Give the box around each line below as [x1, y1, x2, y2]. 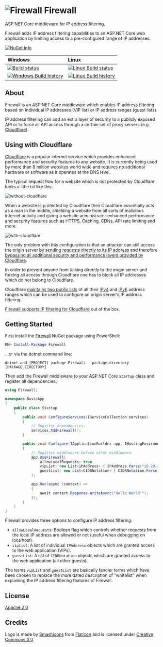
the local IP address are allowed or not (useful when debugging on [12, 532, 146, 538]
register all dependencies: [5, 378, 57, 384]
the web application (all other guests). [12, 558, 88, 564]
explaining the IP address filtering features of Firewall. [5, 578, 113, 583]
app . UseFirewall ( [31, 455, 66, 460]
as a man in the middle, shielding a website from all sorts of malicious [5, 208, 144, 213]
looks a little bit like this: [5, 183, 53, 189]
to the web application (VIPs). [12, 548, 71, 553]
